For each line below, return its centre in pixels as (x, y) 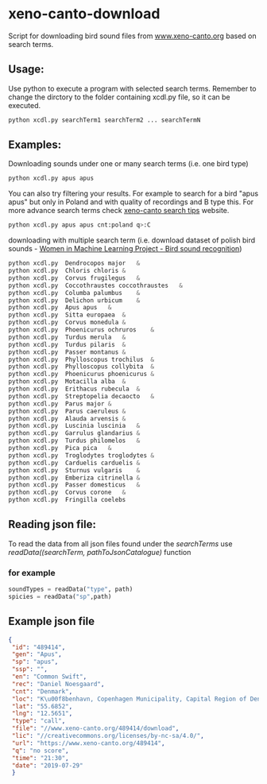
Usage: (27, 70)
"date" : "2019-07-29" (47, 765)
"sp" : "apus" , (35, 662)
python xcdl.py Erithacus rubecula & (74, 389)
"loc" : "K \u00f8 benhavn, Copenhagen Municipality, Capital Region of (129, 699)
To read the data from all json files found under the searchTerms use (120, 543)
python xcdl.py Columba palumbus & (74, 293)
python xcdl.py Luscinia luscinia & (74, 426)
